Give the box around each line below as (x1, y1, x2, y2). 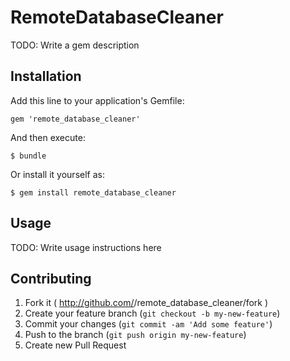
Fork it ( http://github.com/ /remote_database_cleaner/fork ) (24, 297, 269, 309)
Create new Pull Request (24, 339, 127, 351)
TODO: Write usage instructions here (10, 241, 162, 253)
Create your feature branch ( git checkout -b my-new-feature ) (24, 307, 281, 320)
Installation (10, 68, 82, 85)
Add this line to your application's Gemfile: (10, 94, 185, 106)
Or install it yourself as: (10, 168, 105, 180)
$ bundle (10, 151, 47, 161)
